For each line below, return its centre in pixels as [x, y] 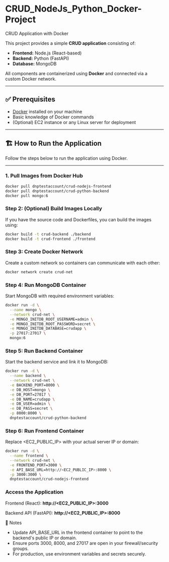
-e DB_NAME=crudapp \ [32, 399]
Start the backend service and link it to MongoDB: [57, 362]
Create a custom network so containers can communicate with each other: [83, 263]
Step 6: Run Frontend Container [45, 430]
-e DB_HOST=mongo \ [30, 390]
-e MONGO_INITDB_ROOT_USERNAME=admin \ [52, 319]
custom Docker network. [31, 79]
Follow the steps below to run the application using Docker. [67, 158]
